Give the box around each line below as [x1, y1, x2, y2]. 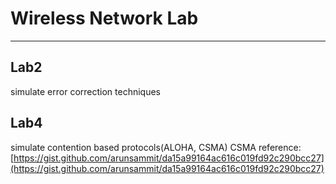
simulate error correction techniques [10, 85, 162, 97]
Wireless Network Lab [10, 7, 199, 30]
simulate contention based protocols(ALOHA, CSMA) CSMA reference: [10, 141, 302, 153]
